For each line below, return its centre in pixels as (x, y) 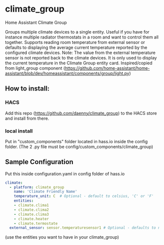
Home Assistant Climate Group (36, 22)
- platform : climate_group (37, 187)
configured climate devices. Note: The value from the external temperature (80, 53)
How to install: (27, 89)
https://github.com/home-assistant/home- (108, 68)
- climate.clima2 (31, 210)
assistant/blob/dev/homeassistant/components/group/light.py (67, 73)
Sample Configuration (39, 162)
